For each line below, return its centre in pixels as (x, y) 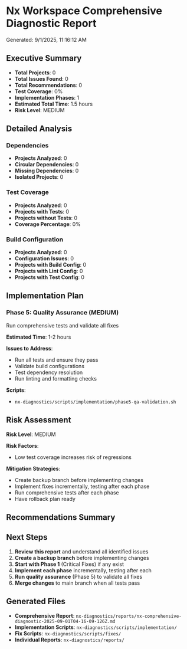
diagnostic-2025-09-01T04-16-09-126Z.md (65, 621)
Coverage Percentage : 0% (48, 224)
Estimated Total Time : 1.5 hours (54, 104)
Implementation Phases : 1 (47, 97)
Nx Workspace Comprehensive (84, 11)
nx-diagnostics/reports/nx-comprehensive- (129, 616)
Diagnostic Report (51, 23)
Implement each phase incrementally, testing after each (83, 570)
